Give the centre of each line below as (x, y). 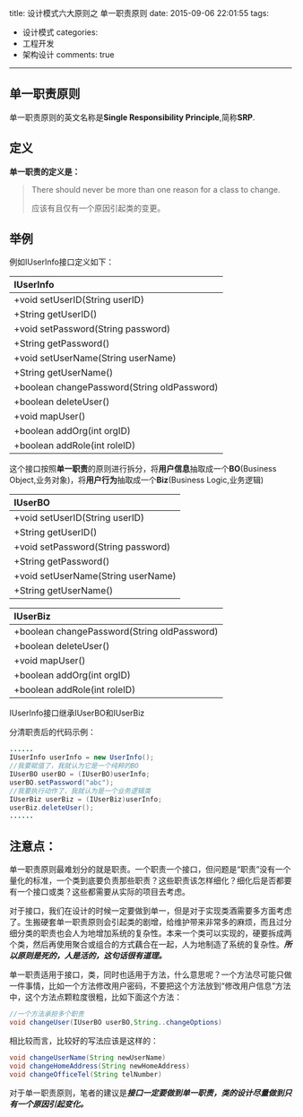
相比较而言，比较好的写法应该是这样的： (84, 1040)
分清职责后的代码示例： (52, 732)
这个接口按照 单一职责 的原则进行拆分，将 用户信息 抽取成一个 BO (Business (143, 469)
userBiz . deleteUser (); (52, 808)
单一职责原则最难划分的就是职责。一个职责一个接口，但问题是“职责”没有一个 (150, 870)
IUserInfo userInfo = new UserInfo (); (82, 758)
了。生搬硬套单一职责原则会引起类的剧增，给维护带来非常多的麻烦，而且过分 (151, 922)
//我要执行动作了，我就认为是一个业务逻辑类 (80, 791)
